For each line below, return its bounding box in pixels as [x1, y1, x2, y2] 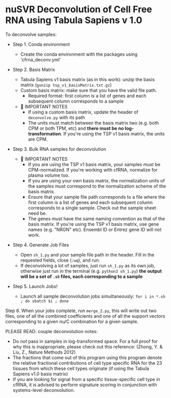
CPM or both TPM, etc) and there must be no [28, 125, 124, 131]
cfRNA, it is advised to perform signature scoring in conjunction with [12, 382, 157, 388]
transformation [28, 130, 61, 136]
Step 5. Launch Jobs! [12, 283, 58, 289]
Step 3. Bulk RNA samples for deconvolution [12, 146, 106, 152]
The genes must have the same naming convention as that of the [28, 216, 165, 222]
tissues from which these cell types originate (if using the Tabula [12, 365, 149, 371]
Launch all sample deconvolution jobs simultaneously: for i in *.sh [20, 293, 165, 299]
